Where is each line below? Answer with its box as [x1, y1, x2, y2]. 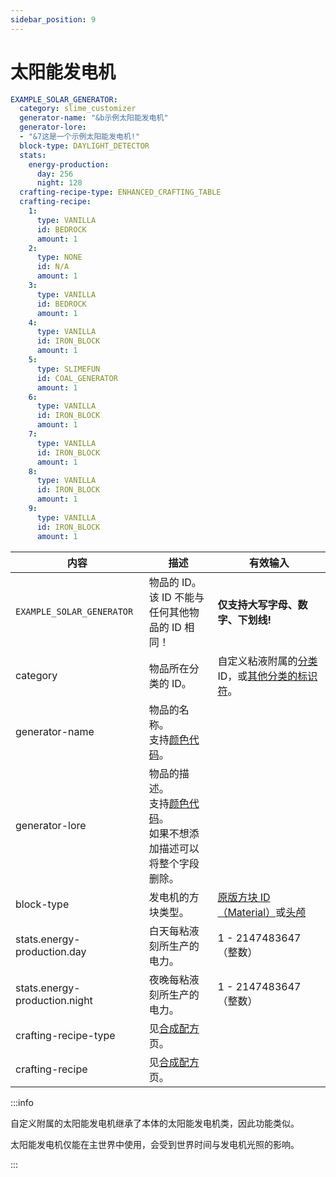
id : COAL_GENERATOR [36, 373, 118, 383]
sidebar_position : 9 [10, 14, 97, 25]
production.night [15, 993, 93, 1007]
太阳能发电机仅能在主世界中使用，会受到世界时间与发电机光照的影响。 [10, 1138, 300, 1150]
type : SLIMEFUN [36, 364, 101, 374]
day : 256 [36, 169, 74, 179]
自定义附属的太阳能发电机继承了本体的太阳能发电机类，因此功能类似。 [10, 1117, 300, 1129]
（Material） [217, 905, 277, 919]
